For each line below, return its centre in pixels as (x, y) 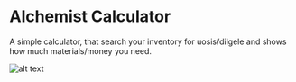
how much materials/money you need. (80, 50)
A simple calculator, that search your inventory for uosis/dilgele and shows (148, 41)
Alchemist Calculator (90, 17)
